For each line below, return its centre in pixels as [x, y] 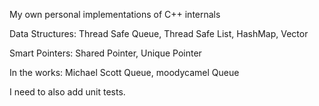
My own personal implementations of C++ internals [115, 14]
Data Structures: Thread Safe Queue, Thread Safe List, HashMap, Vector [159, 33]
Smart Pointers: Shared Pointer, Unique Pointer [105, 53]
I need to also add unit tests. [67, 92]
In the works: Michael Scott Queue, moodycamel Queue [124, 72]
